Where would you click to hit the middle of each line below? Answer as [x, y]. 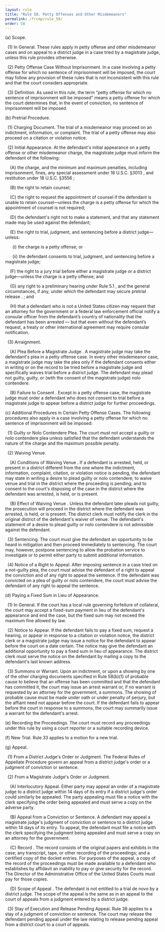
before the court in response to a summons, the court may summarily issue [81, 708]
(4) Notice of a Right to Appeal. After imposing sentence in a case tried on [82, 565]
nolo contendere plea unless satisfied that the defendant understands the [80, 438]
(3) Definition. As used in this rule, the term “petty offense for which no [79, 92]
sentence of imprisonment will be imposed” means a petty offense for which [82, 98]
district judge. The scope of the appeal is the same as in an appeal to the [79, 894]
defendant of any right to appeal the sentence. [52, 586]
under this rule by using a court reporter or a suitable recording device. [77, 728]
